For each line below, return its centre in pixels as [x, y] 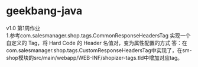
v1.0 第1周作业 [23, 28]
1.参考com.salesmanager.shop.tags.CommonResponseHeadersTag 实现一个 [98, 35]
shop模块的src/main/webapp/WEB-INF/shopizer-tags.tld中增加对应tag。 [95, 58]
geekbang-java [44, 11]
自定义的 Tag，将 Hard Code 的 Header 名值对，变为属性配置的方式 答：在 [97, 43]
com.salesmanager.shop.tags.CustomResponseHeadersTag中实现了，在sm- [99, 50]
